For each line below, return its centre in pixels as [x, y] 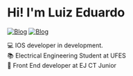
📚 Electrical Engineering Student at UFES [66, 55]
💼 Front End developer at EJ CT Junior [62, 65]
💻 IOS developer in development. [55, 45]
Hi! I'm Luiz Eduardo [66, 13]
